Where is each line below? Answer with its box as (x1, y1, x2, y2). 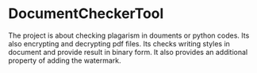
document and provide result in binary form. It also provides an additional (8, 47, 248, 57)
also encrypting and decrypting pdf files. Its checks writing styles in (8, 38, 230, 48)
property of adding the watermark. (8, 56, 121, 65)
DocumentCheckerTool (8, 5, 164, 23)
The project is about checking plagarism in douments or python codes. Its (8, 31, 250, 40)
